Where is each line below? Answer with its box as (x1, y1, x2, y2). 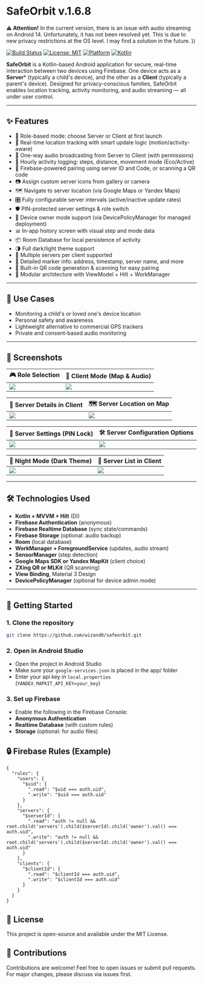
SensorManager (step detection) (14, 551, 98, 558)
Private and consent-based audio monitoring (14, 329, 127, 336)
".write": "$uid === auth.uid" (28, 792, 107, 798)
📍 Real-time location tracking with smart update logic (14, 138, 147, 146)
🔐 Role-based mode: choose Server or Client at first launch (14, 132, 163, 139)
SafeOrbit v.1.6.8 (6, 4, 92, 18)
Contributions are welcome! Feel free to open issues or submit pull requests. (6, 964, 196, 971)
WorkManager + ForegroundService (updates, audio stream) (14, 544, 169, 552)
